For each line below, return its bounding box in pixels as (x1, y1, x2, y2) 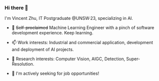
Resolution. (11, 61, 35, 67)
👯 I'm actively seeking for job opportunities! (11, 70, 99, 77)
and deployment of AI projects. (11, 47, 74, 52)
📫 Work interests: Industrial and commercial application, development (11, 40, 153, 46)
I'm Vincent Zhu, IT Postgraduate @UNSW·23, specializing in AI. (4, 16, 133, 21)
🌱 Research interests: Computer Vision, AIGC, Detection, (11, 56, 125, 62)
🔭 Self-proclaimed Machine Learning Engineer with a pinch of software (11, 25, 155, 31)
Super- (126, 56, 140, 62)
